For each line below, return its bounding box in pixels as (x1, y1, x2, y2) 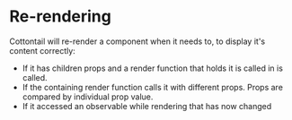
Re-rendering (9, 6, 112, 27)
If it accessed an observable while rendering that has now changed (22, 100, 272, 111)
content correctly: (9, 45, 76, 56)
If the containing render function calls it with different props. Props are (22, 81, 283, 92)
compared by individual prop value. (22, 91, 154, 102)
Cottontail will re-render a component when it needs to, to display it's (9, 36, 266, 47)
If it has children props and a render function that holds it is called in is (22, 63, 283, 73)
